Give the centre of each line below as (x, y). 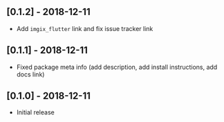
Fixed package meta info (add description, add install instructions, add (117, 67)
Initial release (35, 112)
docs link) (30, 74)
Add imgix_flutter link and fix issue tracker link (85, 28)
